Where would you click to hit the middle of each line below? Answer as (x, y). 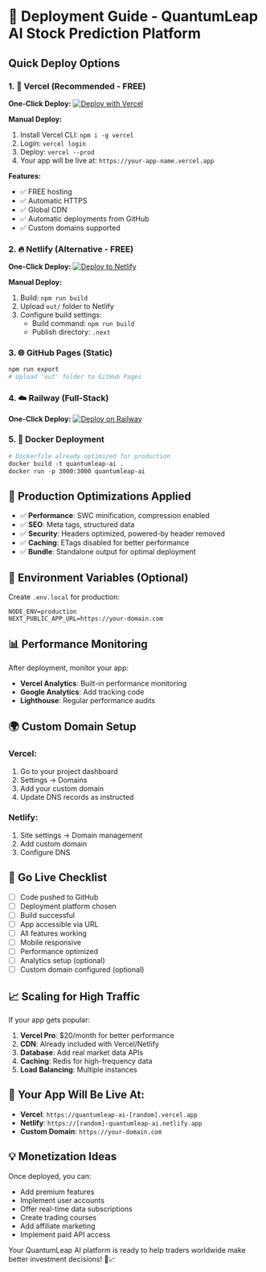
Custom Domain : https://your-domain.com (91, 1131)
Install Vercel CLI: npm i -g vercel (77, 134)
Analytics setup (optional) (63, 961)
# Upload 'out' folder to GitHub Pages (75, 377)
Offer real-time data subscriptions (76, 1208)
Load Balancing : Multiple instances (79, 1070)
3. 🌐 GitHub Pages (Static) (61, 353)
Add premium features (57, 1192)
